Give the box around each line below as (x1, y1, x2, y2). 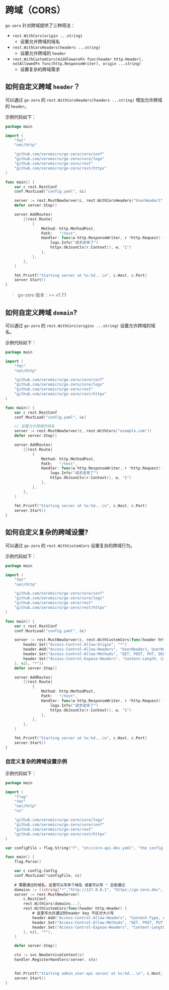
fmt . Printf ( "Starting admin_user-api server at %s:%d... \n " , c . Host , (14, 971, 163, 976)
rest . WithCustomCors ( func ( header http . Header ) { (23, 906, 127, 911)
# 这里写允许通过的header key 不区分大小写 (32, 911, 114, 916)
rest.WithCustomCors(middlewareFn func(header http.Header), (12, 57, 144, 62)
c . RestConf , (23, 896, 49, 902)
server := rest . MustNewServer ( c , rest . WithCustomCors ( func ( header (14, 638, 156, 643)
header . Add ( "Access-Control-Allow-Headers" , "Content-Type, (32, 915, 161, 920)
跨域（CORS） (5, 5, 66, 16)
